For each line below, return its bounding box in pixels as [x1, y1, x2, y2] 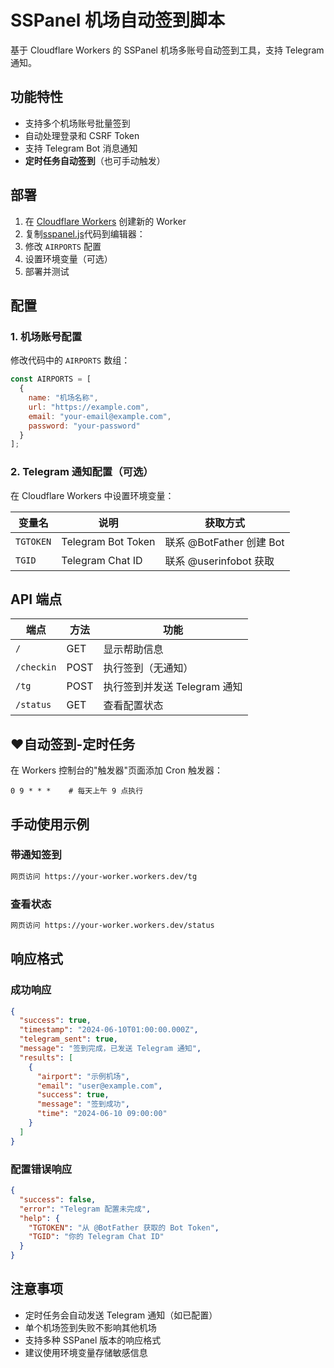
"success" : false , [19, 1194, 97, 1205]
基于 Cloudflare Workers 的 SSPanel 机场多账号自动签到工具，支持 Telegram [10, 44, 325, 56]
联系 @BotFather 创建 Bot [164, 535, 285, 549]
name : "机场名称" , [28, 393, 99, 403]
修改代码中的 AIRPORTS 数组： [10, 354, 131, 366]
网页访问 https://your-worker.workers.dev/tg [10, 871, 198, 881]
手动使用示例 [10, 816, 90, 833]
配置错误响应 [10, 1162, 73, 1176]
